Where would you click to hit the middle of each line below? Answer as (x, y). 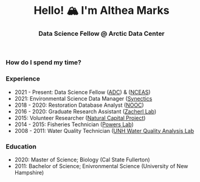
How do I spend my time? (43, 62)
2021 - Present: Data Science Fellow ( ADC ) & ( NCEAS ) (82, 92)
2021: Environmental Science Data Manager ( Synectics (83, 98)
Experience (23, 79)
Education (21, 146)
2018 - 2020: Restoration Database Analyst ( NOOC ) (79, 105)
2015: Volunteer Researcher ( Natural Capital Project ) (80, 118)
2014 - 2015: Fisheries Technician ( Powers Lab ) (74, 124)
